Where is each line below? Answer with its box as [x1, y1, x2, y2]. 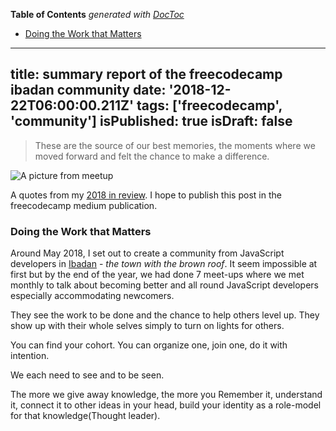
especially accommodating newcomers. [10, 290, 175, 302]
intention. [10, 350, 50, 362]
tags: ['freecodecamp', [136, 97, 283, 114]
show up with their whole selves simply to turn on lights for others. [10, 320, 285, 332]
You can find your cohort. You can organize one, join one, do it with [10, 339, 288, 351]
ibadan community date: [10, 82, 167, 99]
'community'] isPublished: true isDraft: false [10, 113, 293, 130]
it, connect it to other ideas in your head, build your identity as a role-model [10, 399, 322, 411]
